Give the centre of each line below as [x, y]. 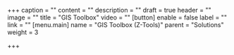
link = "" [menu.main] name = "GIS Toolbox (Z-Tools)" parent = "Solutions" [116, 25]
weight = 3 [23, 32]
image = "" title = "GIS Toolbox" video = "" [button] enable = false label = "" [117, 17]
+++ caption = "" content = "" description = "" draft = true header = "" [109, 10]
